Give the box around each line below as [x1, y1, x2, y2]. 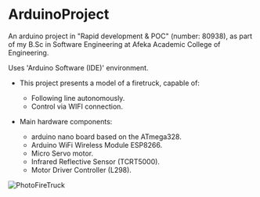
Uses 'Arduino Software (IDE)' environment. [8, 63, 149, 72]
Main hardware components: [19, 116, 113, 126]
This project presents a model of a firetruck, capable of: [19, 78, 200, 88]
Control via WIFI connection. [31, 102, 124, 111]
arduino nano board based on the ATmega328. [31, 131, 182, 141]
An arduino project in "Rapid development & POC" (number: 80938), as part [8, 31, 253, 41]
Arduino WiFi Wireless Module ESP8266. [31, 140, 163, 149]
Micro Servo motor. [31, 149, 94, 158]
